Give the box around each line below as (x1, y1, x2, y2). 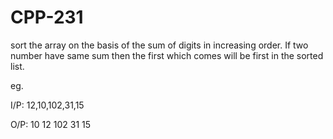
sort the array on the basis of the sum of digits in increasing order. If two (10, 39, 309, 51)
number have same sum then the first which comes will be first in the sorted (10, 49, 324, 61)
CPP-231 (10, 6, 84, 29)
